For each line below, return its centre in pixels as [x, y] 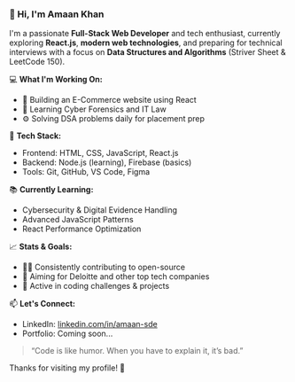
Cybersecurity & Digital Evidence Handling [100, 210]
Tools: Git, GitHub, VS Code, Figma [86, 172]
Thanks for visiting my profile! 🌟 [67, 368]
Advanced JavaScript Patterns [78, 220]
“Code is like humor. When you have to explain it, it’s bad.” [137, 351]
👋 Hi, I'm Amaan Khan [57, 14]
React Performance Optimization [82, 229]
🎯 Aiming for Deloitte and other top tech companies [116, 277]
